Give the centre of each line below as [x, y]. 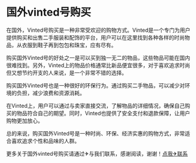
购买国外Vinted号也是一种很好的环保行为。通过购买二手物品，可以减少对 [96, 85]
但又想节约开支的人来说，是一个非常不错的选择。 [67, 73]
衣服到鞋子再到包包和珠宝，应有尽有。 [69, 45]
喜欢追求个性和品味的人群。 [45, 141]
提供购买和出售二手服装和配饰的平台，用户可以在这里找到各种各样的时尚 [95, 37]
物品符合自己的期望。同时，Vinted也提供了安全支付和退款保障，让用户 [103, 113]
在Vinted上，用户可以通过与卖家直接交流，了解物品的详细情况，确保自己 [96, 105]
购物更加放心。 [25, 120]
